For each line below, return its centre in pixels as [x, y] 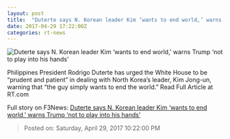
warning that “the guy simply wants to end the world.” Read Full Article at [110, 87]
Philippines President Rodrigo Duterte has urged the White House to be [107, 73]
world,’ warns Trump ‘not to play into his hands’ [74, 115]
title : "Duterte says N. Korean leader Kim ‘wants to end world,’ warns [115, 20]
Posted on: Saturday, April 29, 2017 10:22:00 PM [92, 128]
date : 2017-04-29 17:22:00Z [47, 26]
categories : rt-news [37, 33]
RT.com [18, 94]
